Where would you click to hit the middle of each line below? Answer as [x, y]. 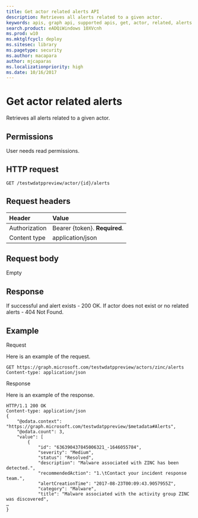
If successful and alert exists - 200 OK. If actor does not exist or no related [98, 306]
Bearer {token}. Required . [88, 228]
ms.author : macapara [32, 56]
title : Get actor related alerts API [53, 12]
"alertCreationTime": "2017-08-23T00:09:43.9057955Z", [107, 484]
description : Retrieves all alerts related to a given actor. [84, 17]
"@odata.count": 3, [41, 432]
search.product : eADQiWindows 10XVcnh [54, 28]
